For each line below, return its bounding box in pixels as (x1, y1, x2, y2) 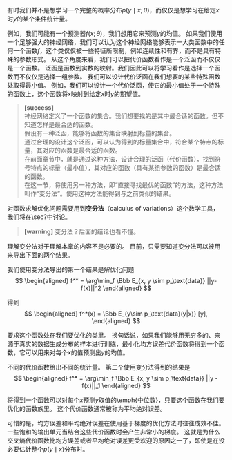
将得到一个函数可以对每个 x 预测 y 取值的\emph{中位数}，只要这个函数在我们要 (7, 396, 225, 404)
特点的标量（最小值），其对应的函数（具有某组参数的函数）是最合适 (30, 164, 221, 171)
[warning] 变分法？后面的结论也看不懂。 (23, 227, 140, 236)
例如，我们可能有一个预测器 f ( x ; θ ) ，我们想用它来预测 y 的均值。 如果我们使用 (7, 30, 223, 37)
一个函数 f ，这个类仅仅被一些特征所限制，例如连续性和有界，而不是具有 (12, 47, 215, 55)
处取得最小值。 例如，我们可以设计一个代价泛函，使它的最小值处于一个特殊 (7, 82, 221, 89)
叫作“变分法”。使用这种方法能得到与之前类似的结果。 (23, 189, 175, 198)
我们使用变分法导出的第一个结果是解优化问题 (7, 265, 135, 274)
